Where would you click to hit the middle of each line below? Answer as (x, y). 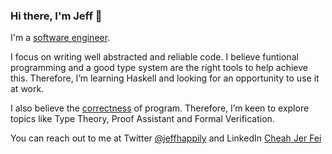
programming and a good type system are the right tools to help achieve (159, 68)
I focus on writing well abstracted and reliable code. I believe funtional (154, 57)
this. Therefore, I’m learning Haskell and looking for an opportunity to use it (165, 78)
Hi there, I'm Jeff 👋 (56, 16)
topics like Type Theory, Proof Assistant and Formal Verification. (142, 119)
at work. (27, 89)
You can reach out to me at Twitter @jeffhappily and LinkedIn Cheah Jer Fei (166, 138)
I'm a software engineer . (60, 38)
